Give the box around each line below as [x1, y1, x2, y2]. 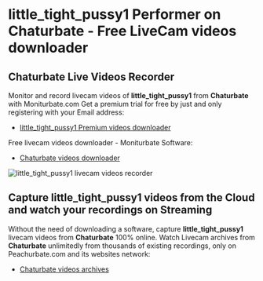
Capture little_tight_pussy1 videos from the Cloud [8, 191, 255, 205]
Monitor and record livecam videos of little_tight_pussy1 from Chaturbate [8, 91, 249, 100]
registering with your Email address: [8, 108, 125, 117]
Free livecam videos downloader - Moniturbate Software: [8, 138, 193, 147]
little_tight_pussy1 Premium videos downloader [19, 123, 171, 132]
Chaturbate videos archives [19, 265, 110, 274]
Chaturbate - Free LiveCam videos [8, 22, 237, 40]
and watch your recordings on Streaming [8, 203, 213, 217]
